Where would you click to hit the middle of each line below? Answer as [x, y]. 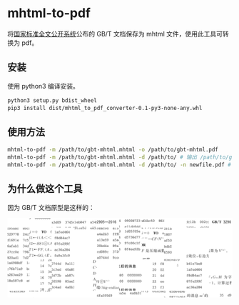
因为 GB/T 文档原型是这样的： [51, 207]
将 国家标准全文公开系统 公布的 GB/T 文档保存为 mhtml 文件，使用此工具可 [115, 34]
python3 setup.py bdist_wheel [52, 100]
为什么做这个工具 [45, 189]
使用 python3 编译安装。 [44, 86]
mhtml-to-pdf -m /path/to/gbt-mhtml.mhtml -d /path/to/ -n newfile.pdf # [119, 165]
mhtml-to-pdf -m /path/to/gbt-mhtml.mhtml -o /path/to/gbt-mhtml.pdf [113, 150]
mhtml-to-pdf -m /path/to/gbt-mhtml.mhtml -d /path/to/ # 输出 [102, 157]
